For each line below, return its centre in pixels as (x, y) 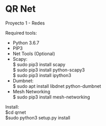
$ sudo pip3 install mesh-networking (51, 97)
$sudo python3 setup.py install (38, 117)
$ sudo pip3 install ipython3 (42, 75)
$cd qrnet (16, 112)
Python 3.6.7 (26, 43)
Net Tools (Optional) (34, 54)
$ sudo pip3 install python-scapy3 (49, 70)
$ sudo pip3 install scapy (39, 64)
